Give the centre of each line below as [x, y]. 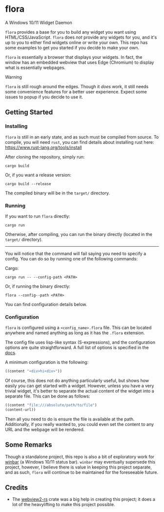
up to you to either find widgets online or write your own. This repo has [76, 42]
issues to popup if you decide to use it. [44, 97]
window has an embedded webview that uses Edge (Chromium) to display [80, 62]
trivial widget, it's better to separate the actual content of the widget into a [80, 391]
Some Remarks [29, 445]
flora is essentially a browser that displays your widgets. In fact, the [74, 57]
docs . [11, 353]
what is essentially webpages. [35, 68]
